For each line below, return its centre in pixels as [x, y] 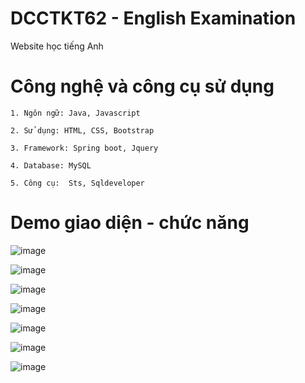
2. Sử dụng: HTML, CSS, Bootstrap [82, 130]
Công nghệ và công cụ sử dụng [142, 86]
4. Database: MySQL [51, 165]
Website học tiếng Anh [57, 46]
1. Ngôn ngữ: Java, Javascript [75, 113]
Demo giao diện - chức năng [130, 223]
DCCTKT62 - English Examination [153, 18]
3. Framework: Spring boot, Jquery [84, 148]
